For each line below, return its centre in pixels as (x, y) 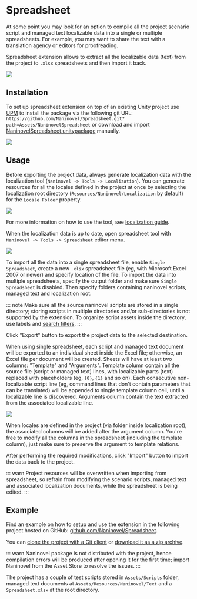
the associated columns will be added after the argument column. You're (94, 431)
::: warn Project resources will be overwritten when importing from (86, 473)
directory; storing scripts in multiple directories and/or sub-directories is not (98, 311)
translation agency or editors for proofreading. (62, 45)
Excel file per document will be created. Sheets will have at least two (89, 359)
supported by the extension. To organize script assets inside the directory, (96, 317)
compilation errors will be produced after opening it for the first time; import (98, 560)
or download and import (121, 124)
